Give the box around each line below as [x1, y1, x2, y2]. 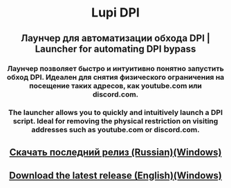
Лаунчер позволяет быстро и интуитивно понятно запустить [7, 63, 224, 73]
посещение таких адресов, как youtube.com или [29, 81, 202, 90]
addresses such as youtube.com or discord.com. [31, 125, 200, 135]
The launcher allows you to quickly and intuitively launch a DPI [8, 108, 223, 118]
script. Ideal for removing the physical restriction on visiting [12, 116, 219, 126]
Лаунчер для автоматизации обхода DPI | [21, 32, 210, 44]
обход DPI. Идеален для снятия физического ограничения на [6, 72, 225, 82]
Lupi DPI [91, 5, 140, 21]
